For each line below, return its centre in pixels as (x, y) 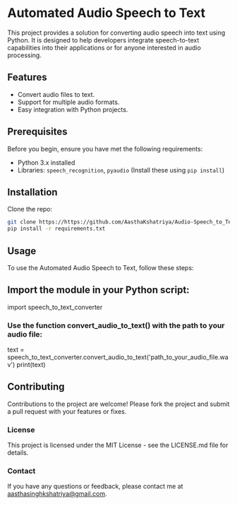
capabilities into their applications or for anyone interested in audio (104, 47)
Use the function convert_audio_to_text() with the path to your (116, 325)
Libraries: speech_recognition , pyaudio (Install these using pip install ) (121, 170)
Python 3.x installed (46, 162)
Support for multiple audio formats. (68, 102)
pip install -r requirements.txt (56, 229)
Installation (32, 192)
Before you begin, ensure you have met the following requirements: (105, 149)
